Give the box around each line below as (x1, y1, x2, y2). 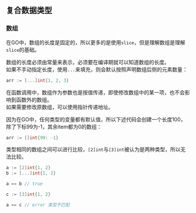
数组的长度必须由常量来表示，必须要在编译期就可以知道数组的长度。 (6, 58, 170, 65)
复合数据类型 (6, 5, 52, 16)
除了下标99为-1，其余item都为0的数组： (6, 123, 102, 130)
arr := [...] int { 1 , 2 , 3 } (6, 78, 69, 83)
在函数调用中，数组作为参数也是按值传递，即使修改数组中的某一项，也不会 (6, 89, 185, 96)
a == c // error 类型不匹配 (6, 202, 70, 208)
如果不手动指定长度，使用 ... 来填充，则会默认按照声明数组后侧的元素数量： (6, 66, 188, 73)
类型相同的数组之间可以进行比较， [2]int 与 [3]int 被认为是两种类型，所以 (6, 146, 181, 153)
